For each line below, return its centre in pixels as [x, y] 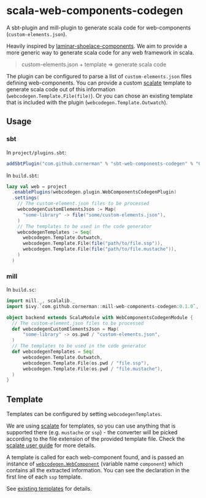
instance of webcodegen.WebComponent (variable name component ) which [95, 464]
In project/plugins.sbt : [36, 152]
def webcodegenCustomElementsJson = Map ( [66, 329]
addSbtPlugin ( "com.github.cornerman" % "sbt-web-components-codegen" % [100, 164]
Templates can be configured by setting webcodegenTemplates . [84, 414]
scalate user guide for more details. [51, 445]
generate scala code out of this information [61, 89]
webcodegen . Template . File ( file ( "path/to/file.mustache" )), [99, 249]
